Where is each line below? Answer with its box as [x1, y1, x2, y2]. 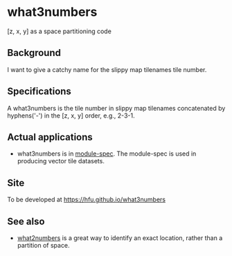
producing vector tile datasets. [17, 157, 105, 165]
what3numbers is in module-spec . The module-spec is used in [17, 149, 197, 158]
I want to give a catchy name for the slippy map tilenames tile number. [7, 65, 207, 73]
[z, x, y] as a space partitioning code [7, 27, 112, 35]
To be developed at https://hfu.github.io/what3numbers [7, 195, 166, 204]
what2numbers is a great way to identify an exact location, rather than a [17, 234, 223, 242]
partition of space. [17, 241, 71, 249]
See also [7, 215, 45, 227]
